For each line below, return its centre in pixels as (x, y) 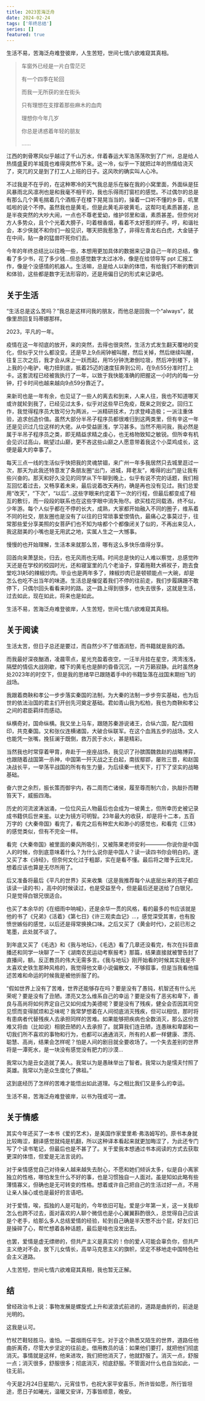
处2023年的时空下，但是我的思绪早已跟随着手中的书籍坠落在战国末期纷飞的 (101, 674)
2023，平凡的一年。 (32, 331)
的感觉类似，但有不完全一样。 (44, 831)
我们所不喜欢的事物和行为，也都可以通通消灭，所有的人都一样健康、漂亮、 (105, 1034)
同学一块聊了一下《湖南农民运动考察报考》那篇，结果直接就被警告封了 (110, 952)
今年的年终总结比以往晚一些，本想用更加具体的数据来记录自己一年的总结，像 (103, 251)
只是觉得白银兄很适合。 (36, 896)
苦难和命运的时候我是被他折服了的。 (57, 975)
